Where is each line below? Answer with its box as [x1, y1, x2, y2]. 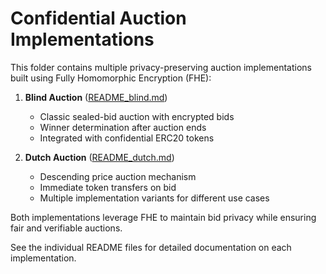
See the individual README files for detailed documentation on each [10, 241, 292, 253]
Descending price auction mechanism [39, 170, 197, 182]
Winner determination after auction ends [39, 121, 207, 133]
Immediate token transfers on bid [39, 181, 177, 193]
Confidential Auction [10, 7, 187, 30]
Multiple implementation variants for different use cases [39, 192, 270, 204]
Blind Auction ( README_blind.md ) [24, 91, 168, 103]
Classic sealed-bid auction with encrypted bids [39, 110, 235, 122]
